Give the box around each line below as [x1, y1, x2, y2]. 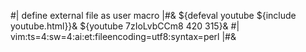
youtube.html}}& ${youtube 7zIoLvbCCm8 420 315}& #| [10, 20, 240, 32]
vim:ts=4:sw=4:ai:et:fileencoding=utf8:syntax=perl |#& [10, 31, 237, 42]
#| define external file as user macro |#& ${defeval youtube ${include [10, 10, 297, 21]
